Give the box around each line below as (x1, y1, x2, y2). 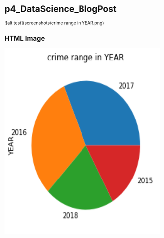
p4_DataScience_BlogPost (4, 3, 117, 15)
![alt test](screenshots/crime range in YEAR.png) (4, 20, 104, 26)
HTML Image (4, 34, 45, 43)
